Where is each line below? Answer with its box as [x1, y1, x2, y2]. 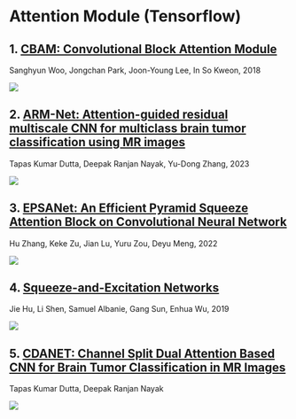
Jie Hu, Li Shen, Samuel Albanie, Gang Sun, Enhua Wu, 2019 [9, 304, 230, 314]
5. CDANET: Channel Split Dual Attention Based [9, 345, 276, 361]
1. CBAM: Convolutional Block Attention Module [9, 42, 277, 57]
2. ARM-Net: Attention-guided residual [9, 107, 229, 122]
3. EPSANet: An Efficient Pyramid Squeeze [9, 201, 249, 216]
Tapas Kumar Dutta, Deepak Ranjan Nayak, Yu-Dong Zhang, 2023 [9, 158, 250, 169]
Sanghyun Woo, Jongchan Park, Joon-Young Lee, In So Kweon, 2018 [9, 65, 261, 75]
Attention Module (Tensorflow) [9, 6, 242, 27]
